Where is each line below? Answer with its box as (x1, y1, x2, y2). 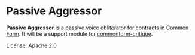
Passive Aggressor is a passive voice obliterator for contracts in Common (6, 24, 189, 31)
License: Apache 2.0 (6, 42, 57, 49)
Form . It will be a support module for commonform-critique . (6, 30, 153, 37)
